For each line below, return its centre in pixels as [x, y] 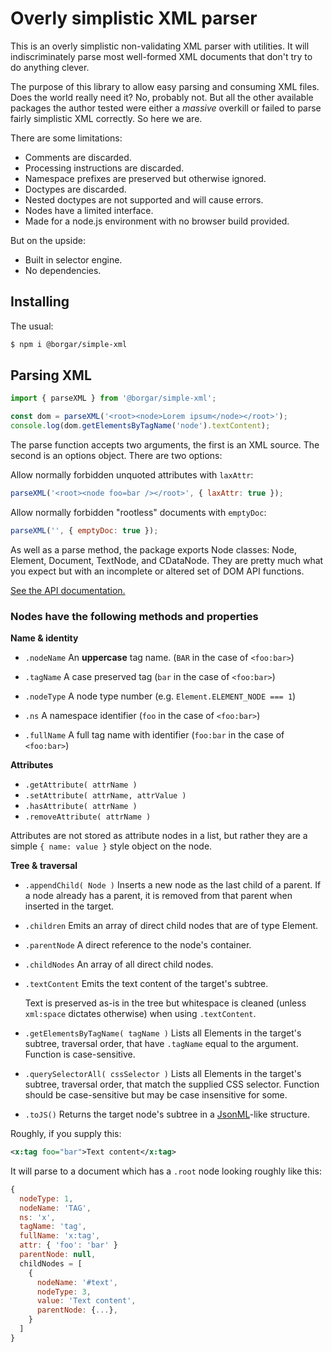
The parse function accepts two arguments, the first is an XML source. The [165, 445]
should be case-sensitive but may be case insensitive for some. [156, 1095]
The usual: [32, 326]
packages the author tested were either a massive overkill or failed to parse [166, 108]
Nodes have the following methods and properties [134, 616]
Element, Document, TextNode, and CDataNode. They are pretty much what [167, 560]
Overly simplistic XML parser [134, 18]
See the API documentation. [68, 590]
